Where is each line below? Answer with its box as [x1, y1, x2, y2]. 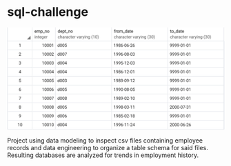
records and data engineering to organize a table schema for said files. [7, 143, 208, 152]
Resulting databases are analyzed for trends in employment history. [7, 151, 199, 159]
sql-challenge [7, 4, 88, 20]
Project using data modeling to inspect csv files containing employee [7, 136, 203, 145]
